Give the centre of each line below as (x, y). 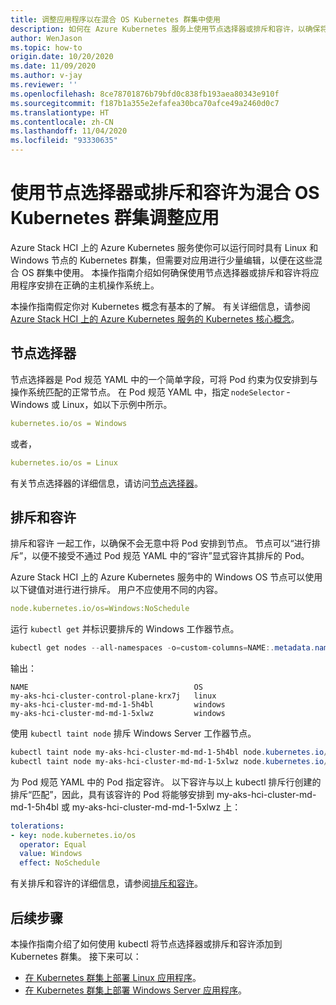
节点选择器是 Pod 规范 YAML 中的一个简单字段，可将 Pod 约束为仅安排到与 (164, 379)
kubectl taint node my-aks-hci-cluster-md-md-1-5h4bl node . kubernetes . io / (169, 752)
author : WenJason (46, 38)
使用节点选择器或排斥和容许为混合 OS (165, 193)
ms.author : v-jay (46, 76)
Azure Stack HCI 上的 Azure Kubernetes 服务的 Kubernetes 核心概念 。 (155, 318)
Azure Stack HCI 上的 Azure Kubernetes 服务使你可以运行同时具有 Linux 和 (164, 247)
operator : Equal (53, 844)
